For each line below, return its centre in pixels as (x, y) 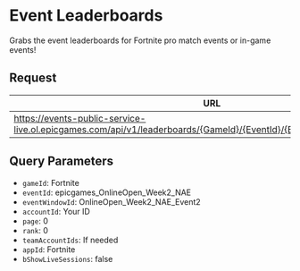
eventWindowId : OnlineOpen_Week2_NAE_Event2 (111, 201)
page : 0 (35, 221)
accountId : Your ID (56, 211)
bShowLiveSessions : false (67, 258)
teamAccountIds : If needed (70, 240)
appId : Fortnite (49, 249)
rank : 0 (35, 230)
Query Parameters (62, 161)
